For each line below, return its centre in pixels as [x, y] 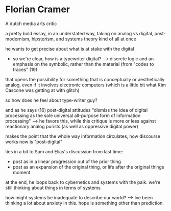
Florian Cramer [38, 9]
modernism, [18, 39]
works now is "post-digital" [34, 142]
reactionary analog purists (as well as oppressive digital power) [72, 126]
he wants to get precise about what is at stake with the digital [70, 49]
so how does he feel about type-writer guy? [52, 100]
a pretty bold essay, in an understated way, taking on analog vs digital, [79, 33]
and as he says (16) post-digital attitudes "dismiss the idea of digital [77, 110]
